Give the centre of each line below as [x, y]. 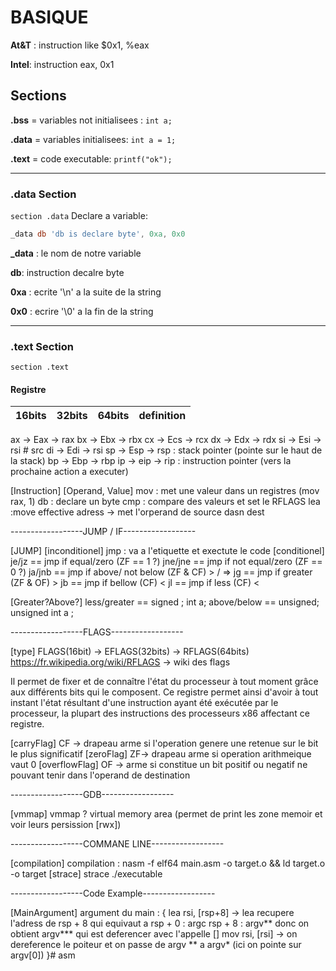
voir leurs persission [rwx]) [66, 825]
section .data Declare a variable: [79, 216]
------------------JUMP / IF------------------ [103, 532]
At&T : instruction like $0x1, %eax [80, 45]
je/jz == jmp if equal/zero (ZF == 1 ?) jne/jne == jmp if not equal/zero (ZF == [166, 562]
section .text [40, 367]
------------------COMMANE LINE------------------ [117, 844]
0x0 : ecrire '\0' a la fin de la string [82, 311]
